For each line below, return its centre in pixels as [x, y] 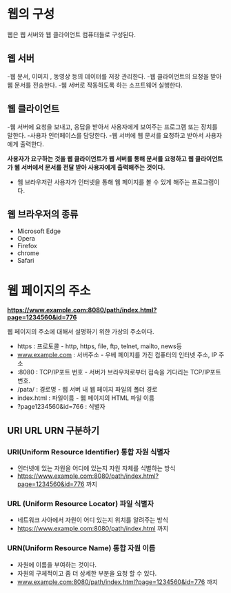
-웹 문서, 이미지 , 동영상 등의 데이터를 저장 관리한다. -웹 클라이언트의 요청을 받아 [114, 76]
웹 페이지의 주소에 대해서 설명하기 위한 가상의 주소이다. [81, 332]
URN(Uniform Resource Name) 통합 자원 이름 [81, 548]
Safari [26, 261]
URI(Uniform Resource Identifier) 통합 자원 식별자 [89, 452]
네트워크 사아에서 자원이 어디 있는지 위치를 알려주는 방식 [93, 520]
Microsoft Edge [39, 231]
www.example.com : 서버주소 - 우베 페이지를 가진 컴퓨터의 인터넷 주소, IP [117, 355]
